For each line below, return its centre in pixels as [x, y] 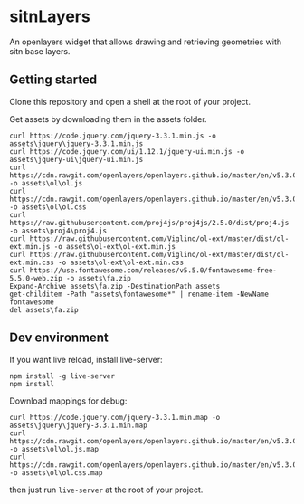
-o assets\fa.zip [99, 278]
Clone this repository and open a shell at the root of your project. [130, 101]
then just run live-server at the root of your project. [106, 490]
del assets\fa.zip [44, 309]
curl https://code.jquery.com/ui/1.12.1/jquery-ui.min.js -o [127, 151]
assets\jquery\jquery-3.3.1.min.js [76, 143]
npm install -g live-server [62, 376]
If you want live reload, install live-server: [86, 359]
